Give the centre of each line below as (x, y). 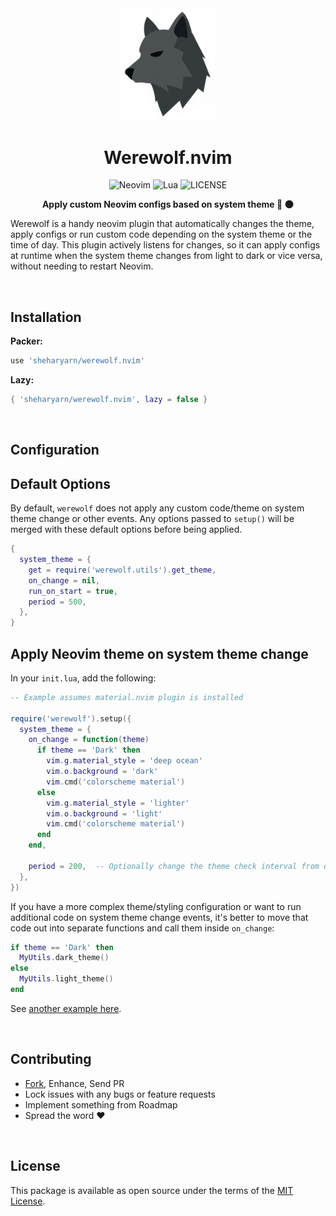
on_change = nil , (64, 580)
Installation (46, 317)
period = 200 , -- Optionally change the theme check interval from (174, 866)
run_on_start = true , (73, 591)
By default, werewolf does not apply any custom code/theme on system (157, 508)
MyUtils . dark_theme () (64, 958)
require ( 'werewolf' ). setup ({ (71, 718)
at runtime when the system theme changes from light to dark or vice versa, (166, 256)
